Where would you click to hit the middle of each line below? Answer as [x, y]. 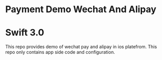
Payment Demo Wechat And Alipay [81, 9]
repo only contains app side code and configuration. [60, 52]
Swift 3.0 [25, 33]
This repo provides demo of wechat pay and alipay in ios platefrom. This [81, 47]
